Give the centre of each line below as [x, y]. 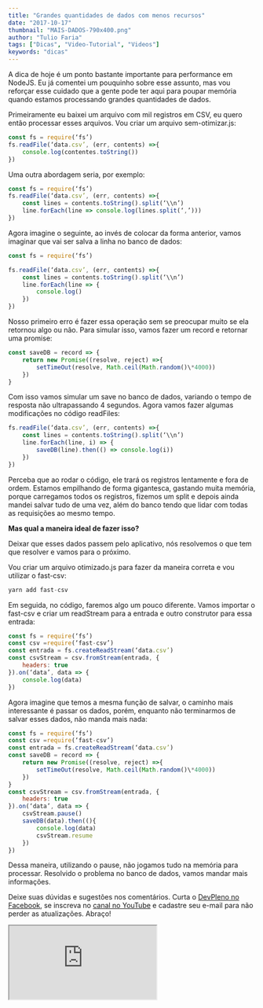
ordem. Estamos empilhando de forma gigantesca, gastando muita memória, [132, 487]
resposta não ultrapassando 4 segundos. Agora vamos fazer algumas [121, 405]
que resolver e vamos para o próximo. [69, 552]
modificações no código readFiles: [64, 414]
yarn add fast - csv [38, 590]
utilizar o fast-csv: [37, 576]
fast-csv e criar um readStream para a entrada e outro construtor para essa [130, 613]
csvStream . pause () [52, 814]
